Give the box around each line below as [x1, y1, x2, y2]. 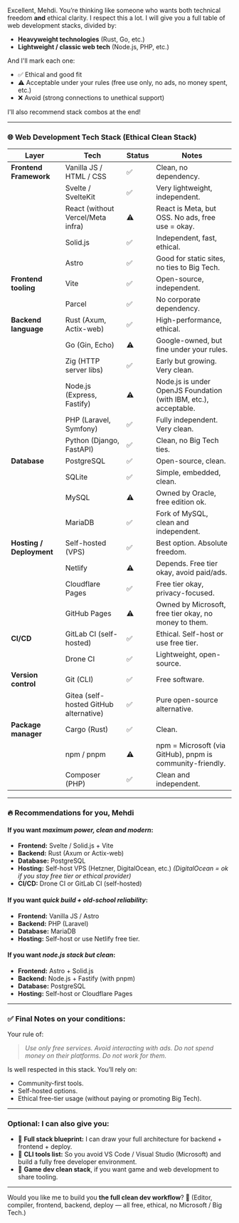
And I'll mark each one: [7, 56, 75, 65]
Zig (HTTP [65, 356, 100, 366]
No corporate [156, 295, 201, 305]
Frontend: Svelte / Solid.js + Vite [17, 841, 114, 850]
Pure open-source [156, 695, 218, 705]
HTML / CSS [65, 171, 107, 181]
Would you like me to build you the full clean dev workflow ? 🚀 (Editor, [7, 1193, 213, 1202]
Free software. [156, 674, 205, 684]
